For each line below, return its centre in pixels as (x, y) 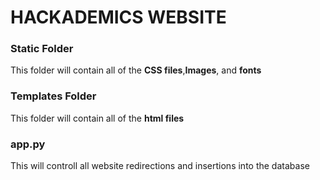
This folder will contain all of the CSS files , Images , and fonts (136, 70)
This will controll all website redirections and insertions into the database (160, 166)
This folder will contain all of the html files (97, 118)
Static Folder (42, 49)
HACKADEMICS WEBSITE (118, 17)
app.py (28, 144)
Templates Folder (53, 96)
